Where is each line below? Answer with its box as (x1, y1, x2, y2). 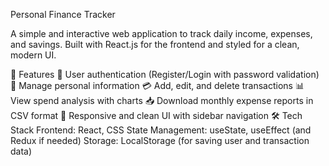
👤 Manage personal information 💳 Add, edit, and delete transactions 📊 (10, 80, 305, 91)
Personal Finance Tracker (10, 9, 116, 20)
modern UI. (10, 49, 57, 61)
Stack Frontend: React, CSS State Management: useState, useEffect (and (10, 124, 312, 136)
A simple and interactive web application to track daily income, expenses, (10, 28, 313, 39)
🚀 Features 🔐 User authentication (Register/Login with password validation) (10, 69, 320, 80)
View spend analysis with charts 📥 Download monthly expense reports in (10, 95, 314, 106)
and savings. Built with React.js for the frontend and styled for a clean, (10, 39, 300, 50)
